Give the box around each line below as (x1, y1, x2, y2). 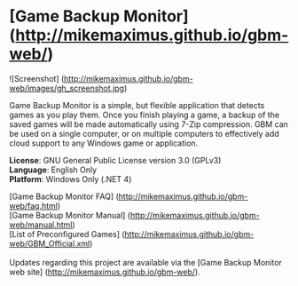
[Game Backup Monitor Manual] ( (9, 210, 131, 220)
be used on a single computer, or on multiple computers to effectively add (9, 128, 279, 139)
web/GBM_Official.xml (9, 238, 90, 249)
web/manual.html (9, 219, 73, 230)
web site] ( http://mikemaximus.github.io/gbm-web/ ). (9, 266, 201, 277)
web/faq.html (9, 200, 58, 211)
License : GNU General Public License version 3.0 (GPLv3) (9, 155, 222, 165)
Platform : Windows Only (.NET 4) (9, 173, 132, 184)
